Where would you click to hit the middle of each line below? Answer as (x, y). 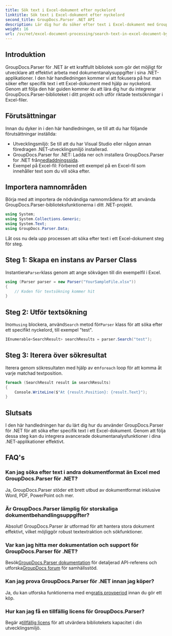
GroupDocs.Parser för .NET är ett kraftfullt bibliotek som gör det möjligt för (84, 67)
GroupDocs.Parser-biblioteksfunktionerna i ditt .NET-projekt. (69, 205)
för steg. (14, 244)
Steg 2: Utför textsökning (46, 312)
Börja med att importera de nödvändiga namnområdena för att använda (81, 199)
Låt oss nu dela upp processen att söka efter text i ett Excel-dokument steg (85, 238)
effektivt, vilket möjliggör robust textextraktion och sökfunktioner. (74, 532)
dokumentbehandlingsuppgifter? (47, 515)
